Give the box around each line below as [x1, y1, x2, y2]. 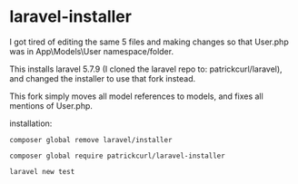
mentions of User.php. [9, 100, 94, 111]
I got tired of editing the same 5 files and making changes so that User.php [9, 36, 289, 47]
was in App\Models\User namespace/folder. [9, 45, 174, 56]
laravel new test [9, 167, 75, 176]
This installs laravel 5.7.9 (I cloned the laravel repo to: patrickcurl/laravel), [9, 63, 283, 74]
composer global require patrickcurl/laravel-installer [9, 151, 225, 160]
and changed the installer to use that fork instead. [9, 73, 196, 83]
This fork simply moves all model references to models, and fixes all [9, 91, 263, 102]
